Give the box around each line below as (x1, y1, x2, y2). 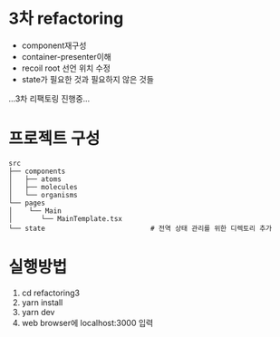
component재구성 (21, 40, 87, 51)
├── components (8, 167, 66, 176)
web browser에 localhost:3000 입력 (21, 317, 154, 328)
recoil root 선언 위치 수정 (21, 63, 111, 73)
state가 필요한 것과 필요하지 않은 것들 (21, 73, 155, 84)
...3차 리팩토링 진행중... (8, 92, 91, 104)
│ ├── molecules (8, 182, 78, 191)
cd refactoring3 (21, 287, 81, 298)
